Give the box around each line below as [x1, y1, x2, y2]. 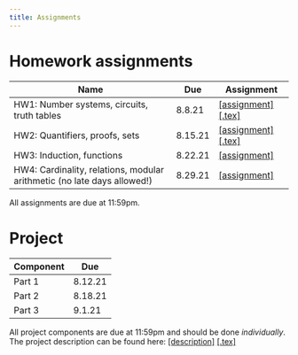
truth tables [13, 109, 62, 121]
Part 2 [13, 289, 40, 302]
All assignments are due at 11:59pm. [9, 197, 140, 208]
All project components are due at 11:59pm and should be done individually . [9, 327, 286, 337]
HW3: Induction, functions [13, 149, 123, 161]
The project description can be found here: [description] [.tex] [9, 336, 237, 346]
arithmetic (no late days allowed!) [13, 174, 153, 187]
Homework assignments [9, 50, 193, 71]
